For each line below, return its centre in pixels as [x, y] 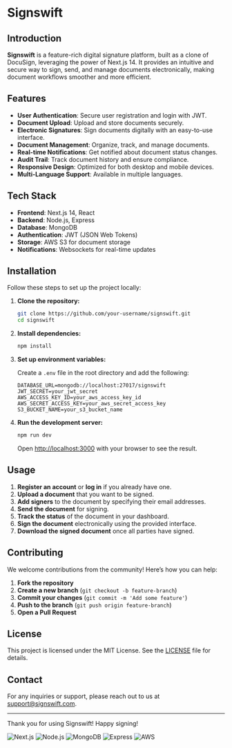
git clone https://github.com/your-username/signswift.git [104, 314]
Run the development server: [60, 423]
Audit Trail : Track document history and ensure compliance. [103, 159]
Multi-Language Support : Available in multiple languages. [100, 174]
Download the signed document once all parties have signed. [106, 531]
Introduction [35, 38]
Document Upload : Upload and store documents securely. [100, 122]
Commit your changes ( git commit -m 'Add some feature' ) [102, 597]
